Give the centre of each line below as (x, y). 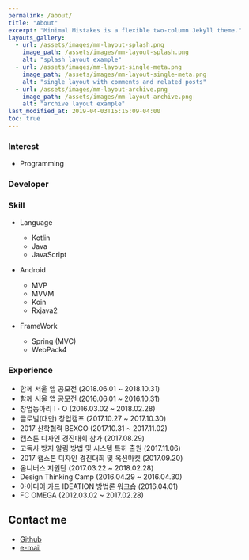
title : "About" (33, 23)
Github (30, 539)
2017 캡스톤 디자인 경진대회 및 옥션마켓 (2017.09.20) (101, 458)
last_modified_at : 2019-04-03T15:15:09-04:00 (84, 112)
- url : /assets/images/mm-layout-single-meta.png (98, 67)
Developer (28, 185)
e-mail (30, 547)
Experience (30, 371)
